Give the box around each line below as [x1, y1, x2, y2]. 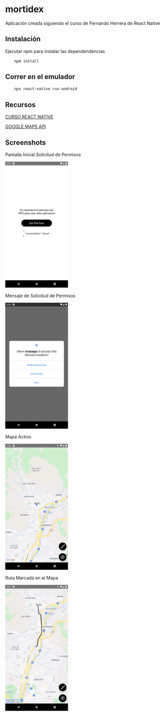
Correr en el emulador [5, 73, 75, 81]
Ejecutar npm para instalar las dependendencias [5, 48, 105, 54]
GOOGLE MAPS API [5, 123, 46, 129]
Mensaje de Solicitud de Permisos [5, 292, 76, 298]
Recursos [5, 100, 36, 109]
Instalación [5, 35, 41, 43]
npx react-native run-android [14, 87, 78, 92]
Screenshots [5, 138, 46, 147]
